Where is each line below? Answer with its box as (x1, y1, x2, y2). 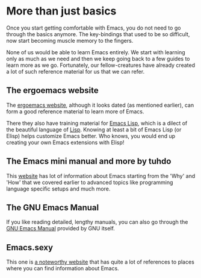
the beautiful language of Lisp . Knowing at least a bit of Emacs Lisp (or (6, 125, 182, 133)
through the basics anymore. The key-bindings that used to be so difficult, (6, 30, 190, 37)
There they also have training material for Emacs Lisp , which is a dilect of (6, 119, 188, 127)
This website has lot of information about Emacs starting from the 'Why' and (6, 172, 196, 179)
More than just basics (6, 4, 117, 18)
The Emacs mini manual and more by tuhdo (6, 156, 172, 166)
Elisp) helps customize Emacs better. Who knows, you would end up (6, 132, 176, 139)
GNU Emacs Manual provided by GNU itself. (6, 225, 116, 232)
